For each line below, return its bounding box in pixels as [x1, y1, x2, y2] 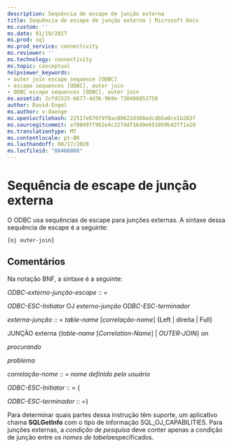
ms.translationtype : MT [7, 128, 77, 135]
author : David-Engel [7, 102, 68, 109]
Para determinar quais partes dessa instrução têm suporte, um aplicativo [7, 410, 218, 419]
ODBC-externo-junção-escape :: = [7, 288, 108, 296]
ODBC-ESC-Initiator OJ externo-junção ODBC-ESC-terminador [7, 301, 191, 310]
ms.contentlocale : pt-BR [7, 134, 80, 141]
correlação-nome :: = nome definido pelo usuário [7, 369, 151, 378]
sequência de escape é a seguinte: [7, 223, 109, 232]
